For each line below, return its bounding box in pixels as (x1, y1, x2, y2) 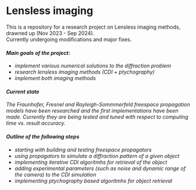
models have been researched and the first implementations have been (6, 107, 178, 115)
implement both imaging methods (14, 75, 97, 82)
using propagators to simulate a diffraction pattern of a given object (14, 152, 180, 159)
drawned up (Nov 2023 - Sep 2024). (6, 29, 95, 36)
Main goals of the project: (6, 49, 70, 56)
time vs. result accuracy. (6, 120, 66, 127)
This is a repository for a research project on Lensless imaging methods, (6, 23, 181, 30)
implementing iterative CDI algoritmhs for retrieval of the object (14, 158, 167, 165)
